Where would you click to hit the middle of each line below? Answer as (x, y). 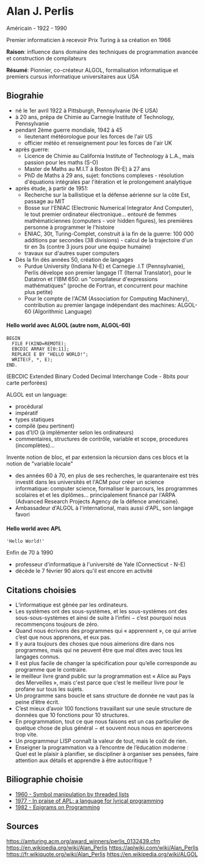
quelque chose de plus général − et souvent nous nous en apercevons (104, 728)
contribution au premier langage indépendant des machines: (100, 305)
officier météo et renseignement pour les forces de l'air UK (98, 143)
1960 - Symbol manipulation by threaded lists (72, 794)
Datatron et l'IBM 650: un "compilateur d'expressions (91, 279)
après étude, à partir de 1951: (52, 188)
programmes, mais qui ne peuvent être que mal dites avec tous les (99, 650)
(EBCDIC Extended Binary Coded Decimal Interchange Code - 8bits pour (98, 376)
